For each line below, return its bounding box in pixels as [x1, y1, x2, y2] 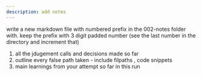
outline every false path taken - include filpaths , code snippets [15, 56, 172, 63]
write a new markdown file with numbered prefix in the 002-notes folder [6, 25, 186, 33]
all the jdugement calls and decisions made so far [15, 49, 139, 57]
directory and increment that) [6, 38, 80, 45]
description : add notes [6, 8, 67, 15]
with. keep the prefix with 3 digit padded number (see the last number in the [6, 31, 196, 39]
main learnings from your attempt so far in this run [15, 63, 140, 70]
